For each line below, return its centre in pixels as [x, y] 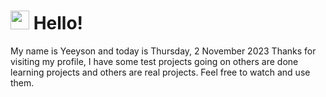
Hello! [58, 23]
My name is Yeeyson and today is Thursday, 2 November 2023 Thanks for [163, 51]
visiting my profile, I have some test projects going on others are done [154, 61]
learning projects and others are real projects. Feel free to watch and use [160, 72]
